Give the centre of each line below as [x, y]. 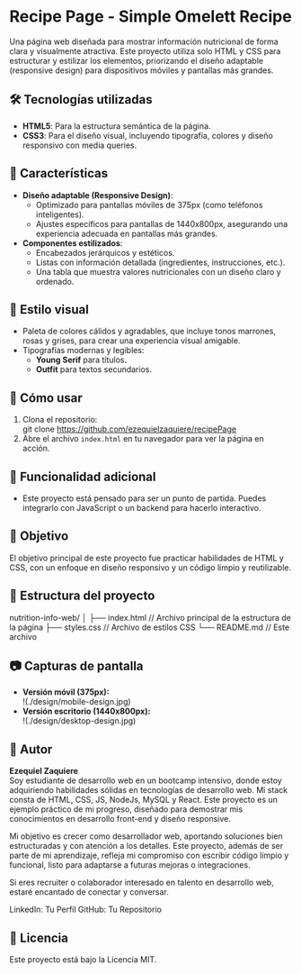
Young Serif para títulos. [81, 360]
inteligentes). [60, 214]
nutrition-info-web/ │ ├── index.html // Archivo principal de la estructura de [150, 617]
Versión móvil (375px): [66, 692]
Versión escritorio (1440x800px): [86, 711]
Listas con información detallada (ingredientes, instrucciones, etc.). [160, 262]
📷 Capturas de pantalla [76, 666]
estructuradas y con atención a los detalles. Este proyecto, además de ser [146, 846]
